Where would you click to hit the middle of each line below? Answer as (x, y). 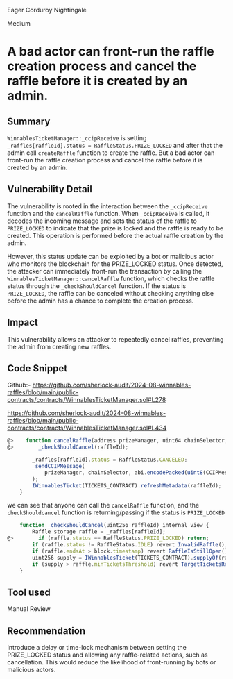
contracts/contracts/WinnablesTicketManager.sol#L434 (87, 428)
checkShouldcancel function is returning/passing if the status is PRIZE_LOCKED (116, 512)
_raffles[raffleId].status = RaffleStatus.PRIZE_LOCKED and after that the (115, 145)
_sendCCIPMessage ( (59, 467)
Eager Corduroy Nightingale (47, 10)
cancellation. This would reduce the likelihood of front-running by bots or (112, 662)
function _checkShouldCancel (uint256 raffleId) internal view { (114, 526)
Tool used (29, 592)
